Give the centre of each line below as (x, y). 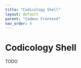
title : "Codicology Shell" (33, 10)
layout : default (22, 14)
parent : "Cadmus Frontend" (33, 19)
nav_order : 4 (19, 23)
